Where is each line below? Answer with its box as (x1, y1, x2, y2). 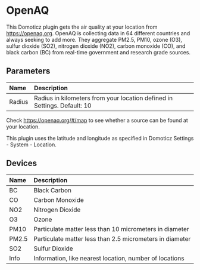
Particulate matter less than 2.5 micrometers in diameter (33, 234, 191, 243)
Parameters (6, 66, 51, 76)
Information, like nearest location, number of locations (33, 254, 185, 262)
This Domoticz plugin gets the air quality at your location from (6, 23, 158, 30)
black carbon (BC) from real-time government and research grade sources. (6, 48, 190, 56)
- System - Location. (6, 141, 57, 148)
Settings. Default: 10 (33, 101, 92, 109)
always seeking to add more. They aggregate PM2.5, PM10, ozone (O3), (6, 36, 183, 43)
